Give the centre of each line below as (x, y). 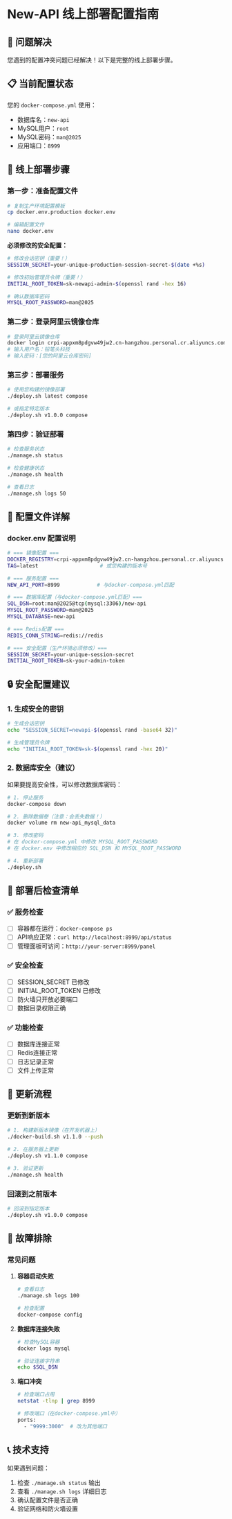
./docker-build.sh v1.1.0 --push (55, 1137)
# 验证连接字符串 (38, 1361)
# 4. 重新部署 (25, 861)
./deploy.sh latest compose (48, 396)
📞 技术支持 (28, 1450)
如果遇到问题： (28, 1468)
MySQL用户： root (43, 128)
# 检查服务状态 (26, 449)
